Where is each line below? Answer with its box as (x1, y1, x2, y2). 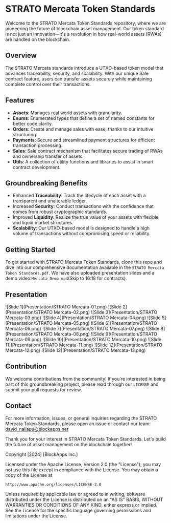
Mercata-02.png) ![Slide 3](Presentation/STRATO (53, 309, 157, 315)
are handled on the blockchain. (5, 36, 70, 43)
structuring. (12, 131, 37, 137)
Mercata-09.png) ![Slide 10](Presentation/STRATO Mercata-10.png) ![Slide (5, 337, 162, 342)
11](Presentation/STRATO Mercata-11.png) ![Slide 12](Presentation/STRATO (5, 342, 163, 348)
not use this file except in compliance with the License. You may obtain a (5, 467, 158, 473)
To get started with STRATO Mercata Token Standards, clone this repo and (5, 259, 162, 265)
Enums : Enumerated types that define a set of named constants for (12, 115, 155, 121)
